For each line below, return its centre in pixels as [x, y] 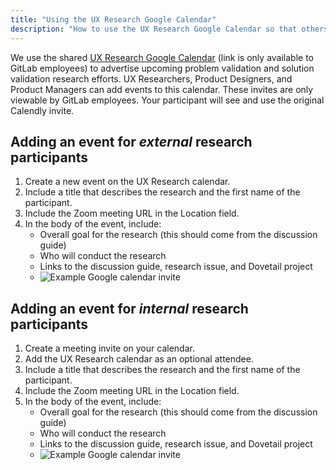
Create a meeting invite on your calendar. [109, 348]
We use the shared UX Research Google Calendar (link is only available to [162, 57]
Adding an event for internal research [129, 308]
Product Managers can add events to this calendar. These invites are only [162, 89]
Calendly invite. [42, 110]
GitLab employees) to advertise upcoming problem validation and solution [162, 68]
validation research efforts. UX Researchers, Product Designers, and [151, 78]
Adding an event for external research [131, 141]
